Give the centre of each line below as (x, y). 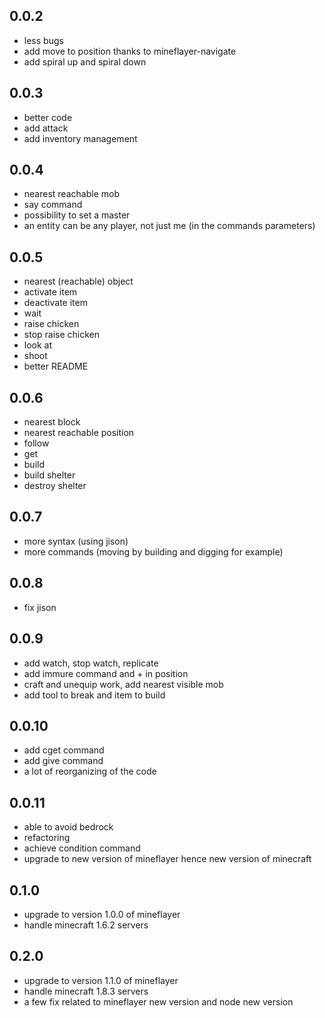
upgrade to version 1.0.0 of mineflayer (102, 914)
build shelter (49, 475)
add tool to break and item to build (94, 695)
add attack (46, 128)
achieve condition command (82, 848)
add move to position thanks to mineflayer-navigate (130, 51)
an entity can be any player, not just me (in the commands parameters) (169, 226)
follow (36, 443)
